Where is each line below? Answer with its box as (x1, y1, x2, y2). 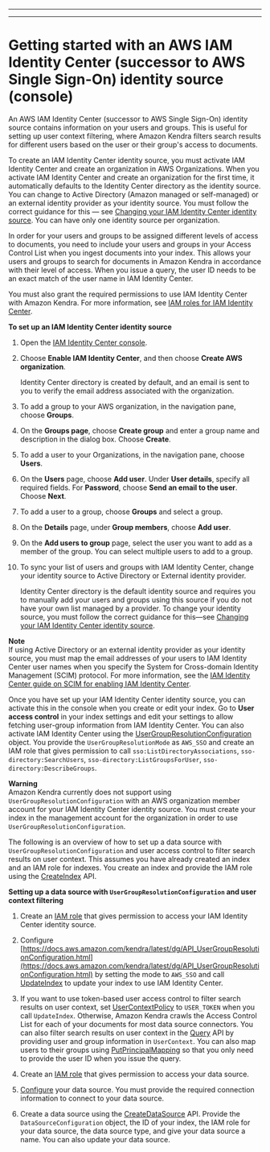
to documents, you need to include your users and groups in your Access (8, 239, 252, 249)
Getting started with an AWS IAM (8, 36, 233, 55)
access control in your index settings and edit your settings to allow (8, 711, 234, 721)
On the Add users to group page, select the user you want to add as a (19, 537, 253, 548)
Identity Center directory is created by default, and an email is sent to (19, 377, 250, 387)
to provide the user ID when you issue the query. (19, 1053, 182, 1063)
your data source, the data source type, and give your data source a (19, 1125, 246, 1136)
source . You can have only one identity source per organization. (8, 215, 220, 225)
